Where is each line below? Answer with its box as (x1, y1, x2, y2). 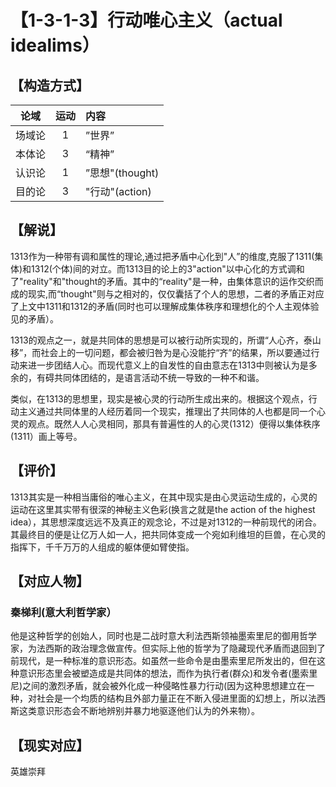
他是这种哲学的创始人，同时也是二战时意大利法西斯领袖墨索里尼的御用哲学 (10, 630, 317, 642)
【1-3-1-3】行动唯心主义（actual (10, 9, 283, 32)
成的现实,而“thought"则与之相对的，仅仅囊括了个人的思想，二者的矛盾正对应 (10, 287, 325, 300)
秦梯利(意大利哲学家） (10, 605, 117, 619)
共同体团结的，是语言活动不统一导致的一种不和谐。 (53, 371, 265, 383)
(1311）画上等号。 (10, 430, 83, 442)
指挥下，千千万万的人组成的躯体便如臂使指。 (10, 541, 195, 553)
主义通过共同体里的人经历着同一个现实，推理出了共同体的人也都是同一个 (18, 405, 317, 417)
